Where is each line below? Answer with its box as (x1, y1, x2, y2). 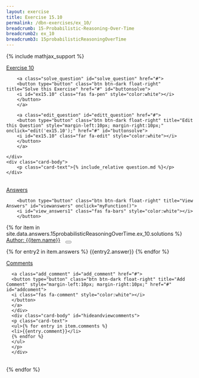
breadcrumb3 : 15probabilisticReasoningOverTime (6, 36, 127, 42)
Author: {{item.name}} (6, 236, 61, 243)
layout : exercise (6, 8, 49, 15)
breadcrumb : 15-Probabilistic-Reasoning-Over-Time (6, 25, 135, 32)
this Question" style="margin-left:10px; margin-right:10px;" (6, 123, 164, 129)
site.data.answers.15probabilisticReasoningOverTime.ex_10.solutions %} (6, 230, 183, 237)
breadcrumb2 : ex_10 (6, 31, 55, 37)
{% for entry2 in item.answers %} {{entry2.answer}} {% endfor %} (6, 248, 170, 255)
